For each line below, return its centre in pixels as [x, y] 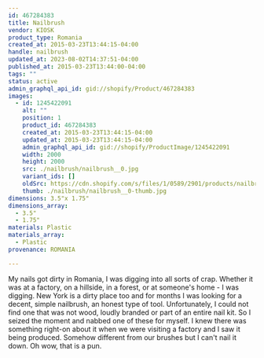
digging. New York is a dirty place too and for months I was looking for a [125, 295]
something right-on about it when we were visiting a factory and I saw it [125, 329]
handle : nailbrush [38, 52]
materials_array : [37, 235]
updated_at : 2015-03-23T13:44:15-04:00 [88, 140]
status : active [33, 81]
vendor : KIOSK [31, 30]
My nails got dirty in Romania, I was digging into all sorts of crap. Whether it [131, 279]
